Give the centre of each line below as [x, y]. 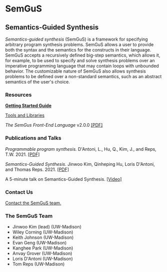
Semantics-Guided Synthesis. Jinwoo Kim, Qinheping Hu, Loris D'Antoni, [80, 164]
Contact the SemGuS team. [33, 203]
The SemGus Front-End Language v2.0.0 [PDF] [54, 125]
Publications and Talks [33, 138]
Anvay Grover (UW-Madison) [42, 253]
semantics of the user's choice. [37, 82]
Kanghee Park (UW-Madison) [43, 248]
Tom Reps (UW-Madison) [38, 264]
